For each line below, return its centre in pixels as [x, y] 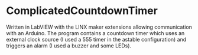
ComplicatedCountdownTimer [82, 11]
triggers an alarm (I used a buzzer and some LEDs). [69, 46]
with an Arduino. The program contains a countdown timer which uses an [95, 33]
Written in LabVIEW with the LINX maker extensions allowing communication [99, 27]
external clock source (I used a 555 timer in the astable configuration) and [96, 39]
